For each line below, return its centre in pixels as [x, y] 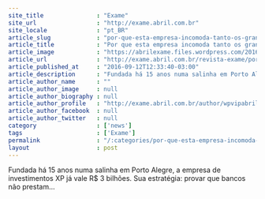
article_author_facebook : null [63, 111]
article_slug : [54, 38]
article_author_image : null [63, 89]
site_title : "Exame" [68, 15]
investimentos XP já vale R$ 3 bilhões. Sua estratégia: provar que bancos [127, 178]
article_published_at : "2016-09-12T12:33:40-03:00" [104, 67]
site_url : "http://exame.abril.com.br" [104, 23]
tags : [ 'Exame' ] [72, 133]
